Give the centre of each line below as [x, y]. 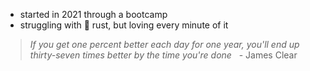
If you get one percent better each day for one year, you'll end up [164, 44]
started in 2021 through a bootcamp [93, 14]
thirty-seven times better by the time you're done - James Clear [163, 55]
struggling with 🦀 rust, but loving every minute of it [124, 25]
